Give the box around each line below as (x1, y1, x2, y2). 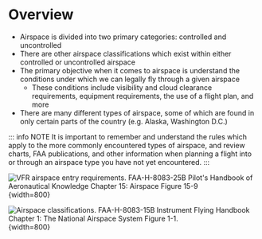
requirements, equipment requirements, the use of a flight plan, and (31, 91, 254, 100)
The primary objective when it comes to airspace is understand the (19, 65, 240, 75)
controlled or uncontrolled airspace (19, 57, 135, 67)
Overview (8, 6, 74, 24)
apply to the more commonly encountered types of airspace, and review (8, 140, 245, 150)
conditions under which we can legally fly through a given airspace (19, 74, 240, 84)
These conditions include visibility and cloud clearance (31, 82, 213, 92)
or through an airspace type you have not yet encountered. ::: (8, 157, 210, 167)
